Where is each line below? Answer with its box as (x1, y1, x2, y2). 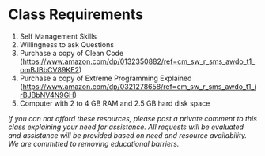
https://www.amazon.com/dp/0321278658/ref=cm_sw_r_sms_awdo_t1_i (22, 81, 257, 91)
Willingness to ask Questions (19, 39, 115, 49)
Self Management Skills (19, 32, 97, 41)
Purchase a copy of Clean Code (19, 48, 124, 58)
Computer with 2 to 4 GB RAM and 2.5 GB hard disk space (19, 98, 210, 108)
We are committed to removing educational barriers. (8, 139, 180, 148)
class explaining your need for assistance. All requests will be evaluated (8, 122, 244, 132)
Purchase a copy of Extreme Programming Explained (19, 73, 192, 83)
